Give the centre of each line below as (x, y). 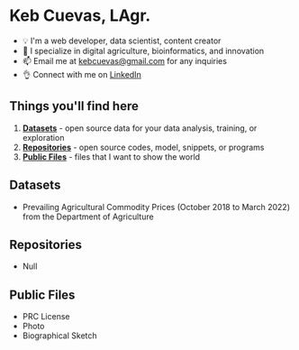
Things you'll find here (74, 106)
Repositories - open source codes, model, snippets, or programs (143, 147)
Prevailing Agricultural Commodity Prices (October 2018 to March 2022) (156, 207)
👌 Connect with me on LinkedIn (82, 74)
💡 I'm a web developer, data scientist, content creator (122, 41)
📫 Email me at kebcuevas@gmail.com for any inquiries (125, 60)
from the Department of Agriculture (88, 216)
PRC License (46, 317)
